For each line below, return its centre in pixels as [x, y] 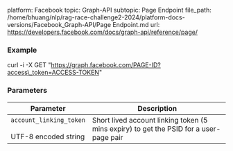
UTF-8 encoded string [48, 136]
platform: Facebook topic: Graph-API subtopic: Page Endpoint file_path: [109, 10]
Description [157, 108]
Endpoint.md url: [136, 25]
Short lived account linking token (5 [150, 120]
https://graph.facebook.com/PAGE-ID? [106, 65]
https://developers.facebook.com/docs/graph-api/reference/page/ [103, 32]
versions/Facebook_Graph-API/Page [59, 25]
